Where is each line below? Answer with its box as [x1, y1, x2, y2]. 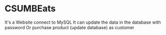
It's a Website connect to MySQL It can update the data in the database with [4, 19, 162, 25]
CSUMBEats [4, 3, 56, 14]
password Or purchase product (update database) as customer [4, 24, 135, 30]
